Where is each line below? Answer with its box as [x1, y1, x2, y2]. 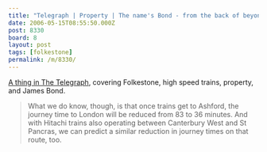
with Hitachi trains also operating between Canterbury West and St [27, 118, 247, 127]
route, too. [27, 135, 62, 144]
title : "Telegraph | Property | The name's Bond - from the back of [8, 11, 240, 20]
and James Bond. [8, 85, 66, 95]
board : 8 [8, 33, 37, 42]
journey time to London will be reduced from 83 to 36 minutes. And [27, 109, 248, 119]
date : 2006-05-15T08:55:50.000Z [8, 19, 115, 27]
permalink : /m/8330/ [8, 56, 77, 64]
